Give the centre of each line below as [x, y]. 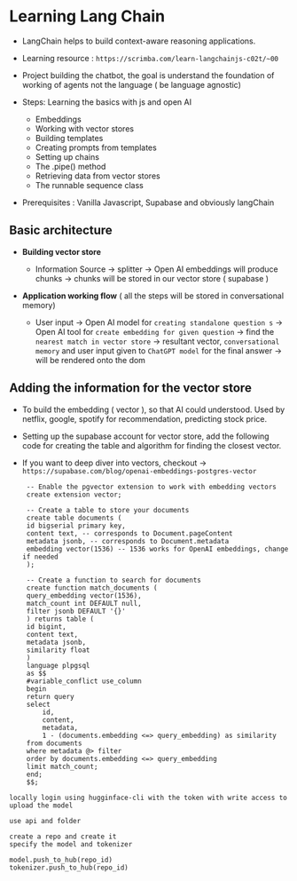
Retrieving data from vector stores [98, 176]
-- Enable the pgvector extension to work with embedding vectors [151, 487]
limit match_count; [62, 766]
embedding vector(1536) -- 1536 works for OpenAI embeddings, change [157, 549]
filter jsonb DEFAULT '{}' [76, 611]
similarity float [58, 650]
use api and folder [45, 821]
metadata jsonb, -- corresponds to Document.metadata [128, 541]
